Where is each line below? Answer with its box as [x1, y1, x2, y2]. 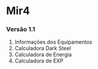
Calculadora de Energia [14, 51, 72, 58]
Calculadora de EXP [14, 57, 64, 64]
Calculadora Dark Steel [14, 45, 71, 52]
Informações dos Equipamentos [14, 38, 93, 45]
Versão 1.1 [6, 25, 35, 34]
